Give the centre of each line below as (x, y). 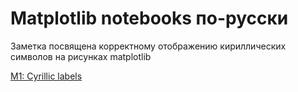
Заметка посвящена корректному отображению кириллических (148, 46)
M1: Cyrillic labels (46, 76)
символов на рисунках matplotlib (81, 56)
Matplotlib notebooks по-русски (149, 18)
